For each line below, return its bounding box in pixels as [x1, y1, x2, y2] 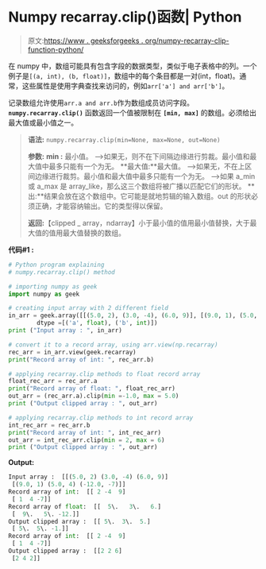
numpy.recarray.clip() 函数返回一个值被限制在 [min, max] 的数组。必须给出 [8, 107, 256, 117]
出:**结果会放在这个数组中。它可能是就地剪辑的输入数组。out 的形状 [27, 191, 252, 200]
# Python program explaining [8, 261, 105, 269]
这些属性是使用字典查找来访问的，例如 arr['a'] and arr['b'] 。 [21, 81, 229, 91]
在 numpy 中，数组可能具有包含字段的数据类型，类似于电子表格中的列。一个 [8, 61, 257, 71]
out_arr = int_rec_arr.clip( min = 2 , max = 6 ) [8, 435, 165, 444]
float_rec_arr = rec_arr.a [8, 377, 98, 385]
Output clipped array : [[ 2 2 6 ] [8, 547, 123, 555]
